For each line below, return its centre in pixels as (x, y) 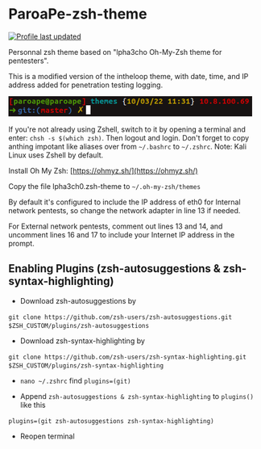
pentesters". (29, 61)
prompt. (21, 243)
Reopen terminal (47, 436)
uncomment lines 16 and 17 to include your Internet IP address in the (122, 234)
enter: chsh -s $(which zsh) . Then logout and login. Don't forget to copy (129, 137)
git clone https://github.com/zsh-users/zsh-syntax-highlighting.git (128, 357)
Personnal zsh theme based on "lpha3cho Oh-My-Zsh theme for (115, 52)
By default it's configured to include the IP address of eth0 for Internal (124, 202)
